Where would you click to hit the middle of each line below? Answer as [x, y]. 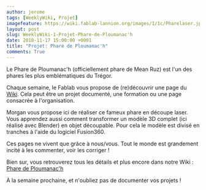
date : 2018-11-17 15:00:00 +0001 [49, 40]
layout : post [23, 29]
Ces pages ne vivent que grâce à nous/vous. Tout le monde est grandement [102, 144]
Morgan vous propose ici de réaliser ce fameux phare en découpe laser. [97, 112]
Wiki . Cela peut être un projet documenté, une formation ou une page [94, 94]
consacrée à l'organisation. [40, 100]
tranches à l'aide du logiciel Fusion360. [56, 131]
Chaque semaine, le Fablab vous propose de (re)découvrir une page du [97, 87]
